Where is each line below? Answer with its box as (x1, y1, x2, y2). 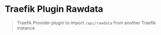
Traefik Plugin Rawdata (5, 3, 103, 15)
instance (17, 25, 35, 31)
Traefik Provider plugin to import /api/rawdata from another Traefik (17, 20, 156, 26)
